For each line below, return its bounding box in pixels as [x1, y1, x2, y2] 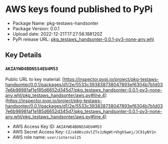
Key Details [5, 51, 42, 59]
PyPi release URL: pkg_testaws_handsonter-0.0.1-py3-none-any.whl [12, 36, 154, 42]
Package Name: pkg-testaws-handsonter [12, 20, 99, 26]
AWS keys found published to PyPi [5, 4, 153, 15]
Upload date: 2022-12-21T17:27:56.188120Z [12, 31, 102, 37]
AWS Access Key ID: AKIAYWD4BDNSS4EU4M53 [12, 123, 102, 129]
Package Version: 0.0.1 [12, 25, 60, 31]
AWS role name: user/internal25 [12, 134, 82, 140]
